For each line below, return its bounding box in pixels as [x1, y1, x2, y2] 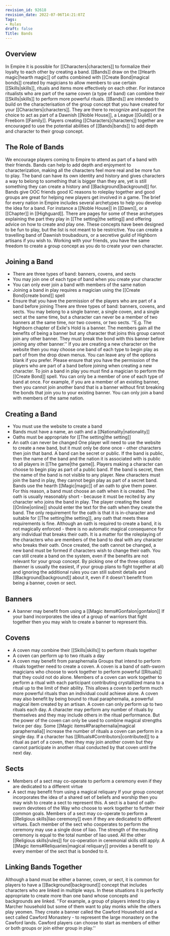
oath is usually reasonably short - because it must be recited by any [12, 493, 155, 500]
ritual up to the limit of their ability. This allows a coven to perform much [12, 684, 163, 691]
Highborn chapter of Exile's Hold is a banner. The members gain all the [12, 325, 161, 331]
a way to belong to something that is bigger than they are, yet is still [5, 178, 147, 184]
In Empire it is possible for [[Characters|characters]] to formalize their [5, 63, 151, 69]
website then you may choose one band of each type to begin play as [12, 347, 159, 353]
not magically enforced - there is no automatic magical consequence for [12, 526, 164, 532]
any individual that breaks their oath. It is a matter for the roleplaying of [12, 532, 161, 538]
